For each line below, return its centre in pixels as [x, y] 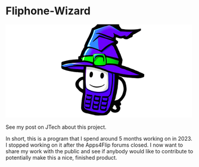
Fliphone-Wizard [48, 11]
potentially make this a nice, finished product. [61, 157]
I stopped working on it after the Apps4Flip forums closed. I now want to [94, 145]
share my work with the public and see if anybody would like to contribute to [99, 151]
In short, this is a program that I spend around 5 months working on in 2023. [99, 138]
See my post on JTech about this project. [56, 127]
